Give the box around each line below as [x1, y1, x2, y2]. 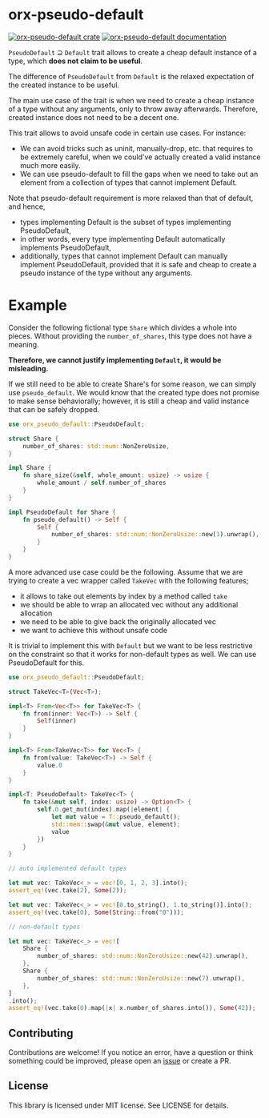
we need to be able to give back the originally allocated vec [19, 616, 217, 626]
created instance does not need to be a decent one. [8, 112, 179, 122]
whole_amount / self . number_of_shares [37, 479, 167, 487]
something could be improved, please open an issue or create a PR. [8, 1056, 231, 1066]
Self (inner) [37, 717, 78, 725]
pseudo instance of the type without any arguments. [19, 268, 193, 278]
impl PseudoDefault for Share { [8, 508, 116, 516]
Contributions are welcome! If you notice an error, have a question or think [8, 1048, 254, 1057]
